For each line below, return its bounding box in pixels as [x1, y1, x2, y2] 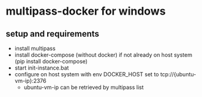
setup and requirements [6, 29, 99, 39]
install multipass [14, 45, 56, 52]
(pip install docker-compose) [14, 58, 88, 65]
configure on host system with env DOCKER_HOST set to [14, 71, 159, 77]
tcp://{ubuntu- [160, 71, 196, 77]
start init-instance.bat [14, 64, 69, 71]
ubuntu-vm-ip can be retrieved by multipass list [23, 84, 144, 91]
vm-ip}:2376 [14, 77, 47, 84]
